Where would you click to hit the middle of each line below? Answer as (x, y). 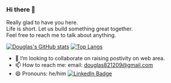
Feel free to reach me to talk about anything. (61, 35)
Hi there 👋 (21, 10)
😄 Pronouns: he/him (40, 73)
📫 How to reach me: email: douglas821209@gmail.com (84, 65)
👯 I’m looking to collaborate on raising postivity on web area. (90, 59)
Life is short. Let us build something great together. (70, 29)
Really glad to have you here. (42, 23)
